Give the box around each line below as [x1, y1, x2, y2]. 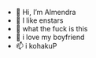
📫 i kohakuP [15, 42, 57, 50]
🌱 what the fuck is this [15, 24, 88, 33]
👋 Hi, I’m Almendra [15, 8, 76, 16]
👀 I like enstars [15, 16, 64, 25]
